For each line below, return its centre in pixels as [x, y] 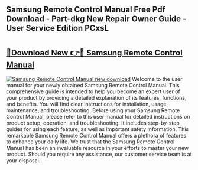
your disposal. [23, 161]
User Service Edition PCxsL [58, 28]
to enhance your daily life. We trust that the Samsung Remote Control [90, 142]
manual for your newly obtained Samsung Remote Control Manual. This [93, 85]
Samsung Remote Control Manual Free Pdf [86, 10]
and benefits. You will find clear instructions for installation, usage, [87, 104]
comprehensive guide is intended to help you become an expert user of [93, 91]
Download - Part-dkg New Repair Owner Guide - [96, 19]
